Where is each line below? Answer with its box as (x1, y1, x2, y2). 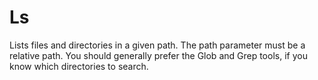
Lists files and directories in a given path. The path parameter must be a (9, 39, 306, 51)
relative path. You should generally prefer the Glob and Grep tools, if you (9, 49, 308, 61)
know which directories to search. (9, 60, 149, 72)
